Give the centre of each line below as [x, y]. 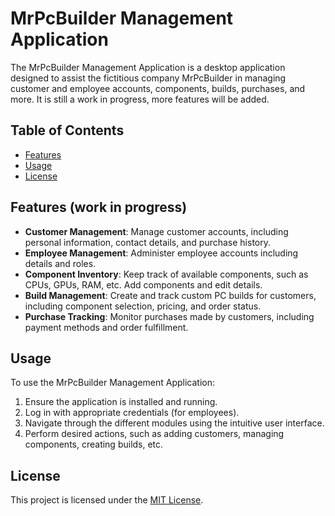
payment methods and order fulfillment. [106, 327]
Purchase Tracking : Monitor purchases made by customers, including [169, 316]
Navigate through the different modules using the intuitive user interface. [174, 423]
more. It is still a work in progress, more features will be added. [140, 99]
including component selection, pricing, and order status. [143, 306]
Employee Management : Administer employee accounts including [161, 253]
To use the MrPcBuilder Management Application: [113, 383]
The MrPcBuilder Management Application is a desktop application [148, 67]
